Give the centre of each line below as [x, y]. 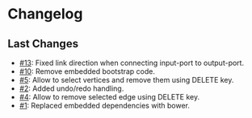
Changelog [45, 14]
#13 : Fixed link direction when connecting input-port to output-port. [131, 63]
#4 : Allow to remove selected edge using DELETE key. [109, 97]
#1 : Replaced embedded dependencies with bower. [105, 106]
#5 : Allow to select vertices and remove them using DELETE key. [126, 80]
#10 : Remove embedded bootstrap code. [87, 71]
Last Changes [43, 44]
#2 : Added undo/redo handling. [71, 88]
